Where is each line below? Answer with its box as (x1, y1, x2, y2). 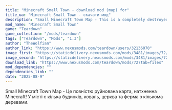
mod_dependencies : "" (5, 64, 52, 70)
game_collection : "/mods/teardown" (5, 31, 81, 36)
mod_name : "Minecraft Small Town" (5, 21, 79, 27)
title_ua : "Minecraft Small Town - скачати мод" (5, 12, 111, 17)
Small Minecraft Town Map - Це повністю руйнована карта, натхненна (5, 88, 157, 94)
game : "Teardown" (5, 27, 42, 32)
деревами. (5, 99, 29, 105)
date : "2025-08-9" (5, 74, 45, 79)
